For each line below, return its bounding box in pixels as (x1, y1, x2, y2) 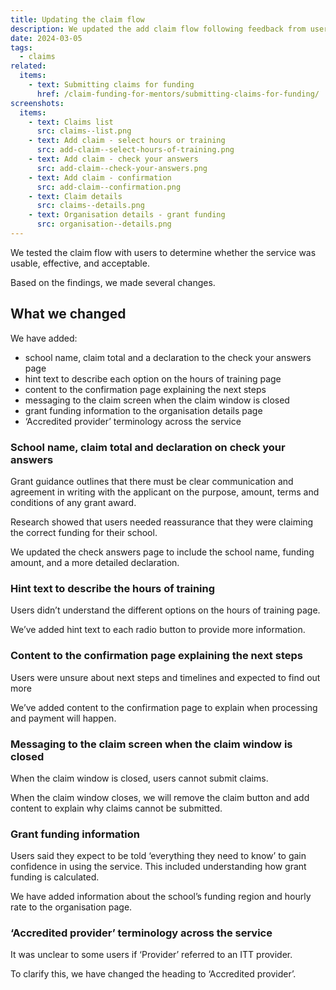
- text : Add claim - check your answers (28, 154, 199, 164)
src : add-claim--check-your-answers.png (36, 163, 208, 173)
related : (10, 61, 47, 71)
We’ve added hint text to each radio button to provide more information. (10, 624, 306, 636)
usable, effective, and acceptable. (10, 257, 150, 269)
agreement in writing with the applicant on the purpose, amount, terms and (10, 486, 320, 498)
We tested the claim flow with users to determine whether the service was (10, 246, 317, 258)
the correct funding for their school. (10, 526, 158, 538)
